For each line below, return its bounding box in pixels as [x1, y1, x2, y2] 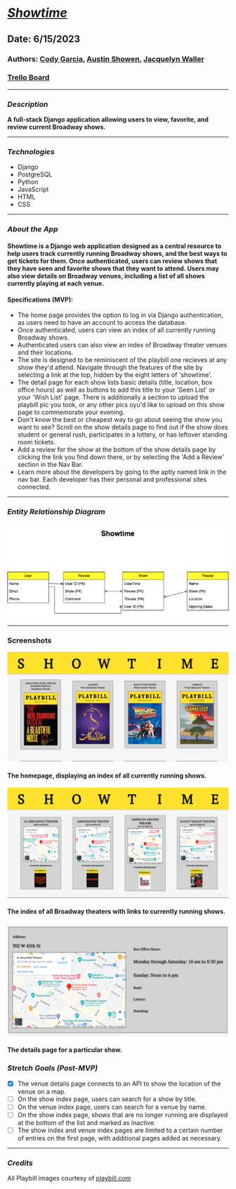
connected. [17, 483, 51, 491]
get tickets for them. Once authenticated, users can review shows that [7, 257, 218, 265]
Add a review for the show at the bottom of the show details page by [17, 445, 216, 454]
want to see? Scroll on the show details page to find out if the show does [17, 423, 228, 432]
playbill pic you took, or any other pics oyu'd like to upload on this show [17, 401, 225, 409]
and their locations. [17, 348, 74, 356]
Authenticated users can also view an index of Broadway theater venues [17, 341, 228, 349]
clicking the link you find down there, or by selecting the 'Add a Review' [17, 453, 225, 461]
